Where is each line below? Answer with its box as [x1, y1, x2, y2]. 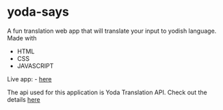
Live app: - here [7, 74, 52, 83]
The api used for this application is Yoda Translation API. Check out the [7, 88, 207, 96]
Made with [7, 33, 37, 42]
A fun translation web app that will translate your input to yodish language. [7, 27, 217, 35]
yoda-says [7, 4, 70, 20]
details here [7, 95, 40, 103]
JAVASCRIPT [16, 61, 54, 70]
